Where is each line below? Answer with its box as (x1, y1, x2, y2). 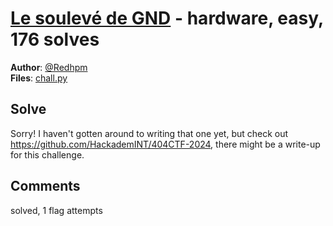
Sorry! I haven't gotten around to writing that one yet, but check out (10, 127, 289, 139)
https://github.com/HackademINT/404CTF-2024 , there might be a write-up (10, 138, 321, 150)
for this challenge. (10, 148, 85, 161)
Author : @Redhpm (10, 61, 88, 73)
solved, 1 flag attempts (10, 204, 103, 216)
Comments (10, 178, 81, 195)
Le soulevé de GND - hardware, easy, (10, 7, 324, 30)
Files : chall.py (10, 72, 68, 84)
